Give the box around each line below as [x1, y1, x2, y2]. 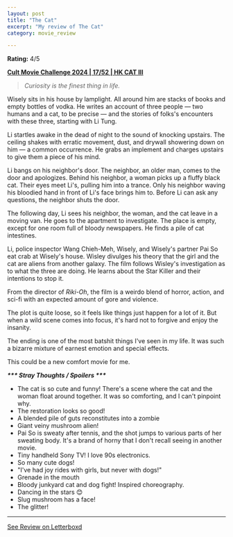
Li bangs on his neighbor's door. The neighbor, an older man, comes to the [7, 166, 221, 174]
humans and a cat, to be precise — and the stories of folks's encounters [7, 110, 214, 118]
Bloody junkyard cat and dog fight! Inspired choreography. [17, 481, 185, 489]
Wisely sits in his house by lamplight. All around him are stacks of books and [7, 95, 226, 104]
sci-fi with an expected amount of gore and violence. [7, 295, 159, 304]
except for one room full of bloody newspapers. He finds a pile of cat [7, 224, 205, 233]
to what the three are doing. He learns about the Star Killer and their [7, 267, 201, 275]
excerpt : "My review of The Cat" [7, 23, 104, 30]
